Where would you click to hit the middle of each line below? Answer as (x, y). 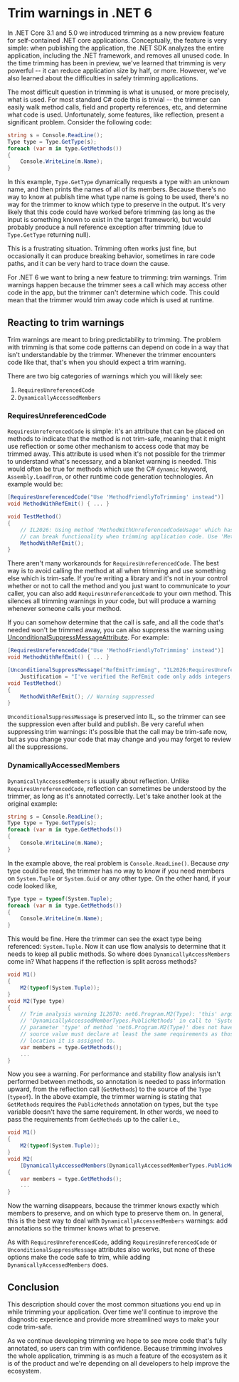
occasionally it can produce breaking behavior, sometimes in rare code (111, 256)
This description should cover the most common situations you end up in (114, 1304)
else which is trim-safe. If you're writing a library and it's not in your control (117, 578)
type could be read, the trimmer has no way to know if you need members (116, 871)
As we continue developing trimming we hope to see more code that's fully (117, 1341)
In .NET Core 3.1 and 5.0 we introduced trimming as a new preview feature (116, 33)
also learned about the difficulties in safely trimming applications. (103, 78)
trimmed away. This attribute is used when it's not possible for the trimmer (116, 454)
